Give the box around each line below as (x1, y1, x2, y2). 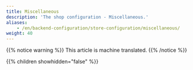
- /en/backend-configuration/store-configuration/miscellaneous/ (16, 25, 181, 31)
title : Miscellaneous (6, 8, 59, 15)
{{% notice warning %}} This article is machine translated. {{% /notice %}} (6, 46, 187, 54)
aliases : (6, 19, 28, 25)
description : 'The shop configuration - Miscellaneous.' (6, 14, 149, 20)
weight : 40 (6, 31, 33, 36)
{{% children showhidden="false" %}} (6, 58, 99, 65)
